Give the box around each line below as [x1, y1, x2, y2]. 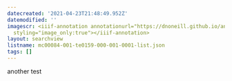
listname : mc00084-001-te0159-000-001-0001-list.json [7, 42, 166, 49]
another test [7, 67, 42, 76]
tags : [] [7, 49, 32, 56]
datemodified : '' [7, 16, 57, 23]
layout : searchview [7, 36, 64, 43]
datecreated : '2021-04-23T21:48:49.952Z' [7, 10, 128, 17]
